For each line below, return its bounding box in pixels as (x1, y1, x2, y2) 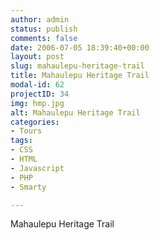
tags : (10, 136, 33, 146)
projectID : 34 (10, 89, 70, 99)
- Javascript (10, 163, 65, 173)
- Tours (10, 126, 43, 136)
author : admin (10, 14, 70, 25)
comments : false (10, 33, 78, 43)
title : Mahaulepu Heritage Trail (10, 71, 150, 81)
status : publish (10, 24, 78, 34)
